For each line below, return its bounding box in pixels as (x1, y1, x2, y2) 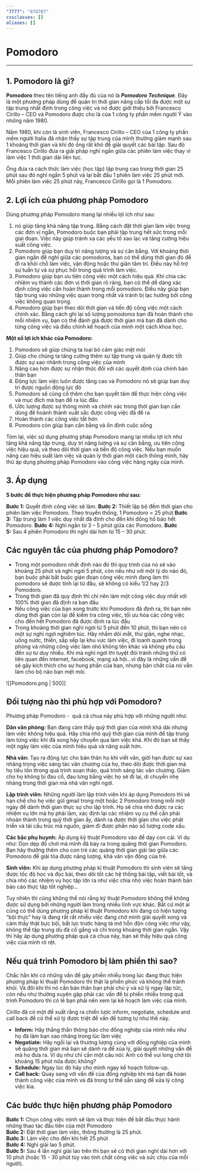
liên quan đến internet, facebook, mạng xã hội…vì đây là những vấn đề (14, 655, 187, 662)
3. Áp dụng (6, 476, 47, 486)
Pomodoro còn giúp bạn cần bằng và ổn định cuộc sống (14, 422, 153, 429)
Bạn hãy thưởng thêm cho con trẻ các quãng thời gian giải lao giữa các (6, 846, 179, 854)
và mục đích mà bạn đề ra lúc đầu (14, 396, 98, 403)
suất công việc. (14, 241, 53, 248)
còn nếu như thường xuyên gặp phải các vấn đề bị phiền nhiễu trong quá (6, 991, 184, 998)
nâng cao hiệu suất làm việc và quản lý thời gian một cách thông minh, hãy (6, 452, 188, 459)
